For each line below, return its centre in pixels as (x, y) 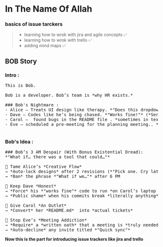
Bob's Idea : (19, 142)
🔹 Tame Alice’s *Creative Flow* (43, 167)
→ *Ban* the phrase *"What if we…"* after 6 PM (63, 176)
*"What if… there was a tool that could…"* (57, 157)
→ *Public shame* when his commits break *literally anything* (82, 196)
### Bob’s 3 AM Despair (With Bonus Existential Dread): (74, 152)
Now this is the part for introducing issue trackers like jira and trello (74, 239)
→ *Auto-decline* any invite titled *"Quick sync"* (68, 230)
